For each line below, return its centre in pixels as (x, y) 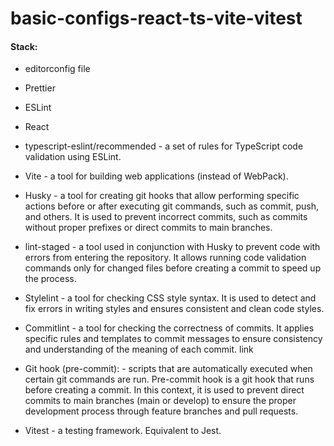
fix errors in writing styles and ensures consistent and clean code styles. (174, 309)
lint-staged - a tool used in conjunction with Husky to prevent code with (172, 247)
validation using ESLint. (73, 157)
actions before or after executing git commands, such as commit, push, (171, 206)
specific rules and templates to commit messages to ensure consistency (173, 339)
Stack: (24, 46)
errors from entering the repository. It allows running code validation (165, 258)
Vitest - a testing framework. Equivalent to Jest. (123, 431)
